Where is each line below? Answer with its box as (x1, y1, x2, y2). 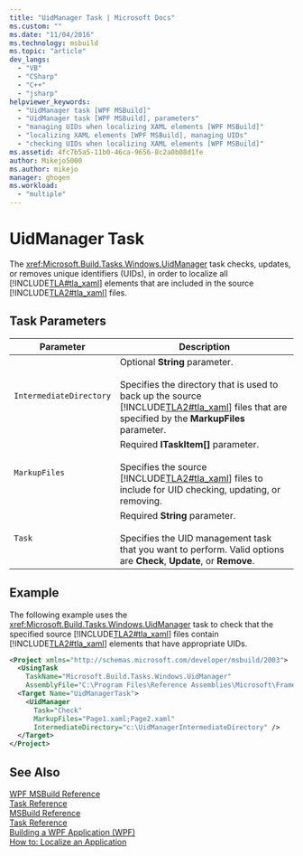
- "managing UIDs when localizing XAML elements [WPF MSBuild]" (17, 123, 264, 132)
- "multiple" (17, 190, 67, 199)
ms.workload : (9, 182, 59, 191)
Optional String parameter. (119, 355, 234, 368)
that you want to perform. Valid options (119, 543, 285, 556)
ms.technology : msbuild (9, 38, 99, 48)
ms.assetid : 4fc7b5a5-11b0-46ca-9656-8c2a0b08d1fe (9, 147, 204, 156)
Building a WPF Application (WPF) (9, 827, 136, 837)
